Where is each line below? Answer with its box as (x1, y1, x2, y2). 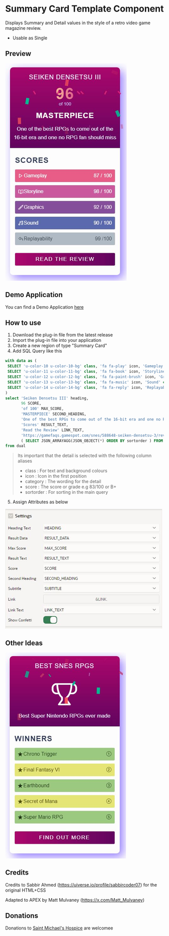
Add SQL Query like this (12, 348, 62, 354)
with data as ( (5, 359, 37, 364)
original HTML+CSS (5, 887, 46, 893)
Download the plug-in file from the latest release (12, 332, 113, 338)
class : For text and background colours (25, 467, 108, 474)
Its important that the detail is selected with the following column (17, 452, 152, 459)
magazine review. (5, 25, 42, 31)
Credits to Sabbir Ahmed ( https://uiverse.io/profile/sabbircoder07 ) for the (5, 882, 157, 888)
